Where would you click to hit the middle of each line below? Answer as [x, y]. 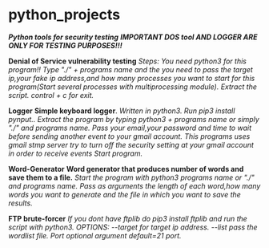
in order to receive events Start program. [75, 153]
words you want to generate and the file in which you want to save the [125, 194]
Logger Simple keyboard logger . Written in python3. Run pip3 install [122, 111]
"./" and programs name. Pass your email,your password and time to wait [130, 128]
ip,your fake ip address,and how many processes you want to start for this [132, 78]
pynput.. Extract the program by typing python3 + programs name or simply [134, 119]
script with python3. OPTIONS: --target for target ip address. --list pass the [133, 227]
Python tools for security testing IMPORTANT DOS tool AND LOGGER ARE [133, 37]
